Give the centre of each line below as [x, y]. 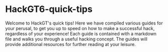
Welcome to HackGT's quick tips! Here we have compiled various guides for [84, 23]
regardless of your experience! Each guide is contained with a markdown [81, 33]
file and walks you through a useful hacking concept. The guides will [76, 39]
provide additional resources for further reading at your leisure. [70, 44]
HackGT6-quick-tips [49, 9]
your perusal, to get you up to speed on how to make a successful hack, [80, 28]
